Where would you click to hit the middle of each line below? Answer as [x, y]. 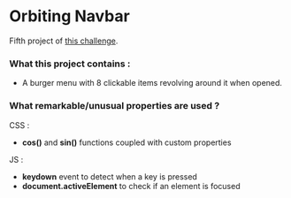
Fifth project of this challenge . [64, 41]
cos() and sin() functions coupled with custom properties [126, 142]
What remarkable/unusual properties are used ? [115, 106]
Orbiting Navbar [69, 16]
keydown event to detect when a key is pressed [109, 176]
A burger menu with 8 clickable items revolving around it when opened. [152, 83]
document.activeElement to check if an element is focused [131, 186]
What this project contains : [70, 64]
